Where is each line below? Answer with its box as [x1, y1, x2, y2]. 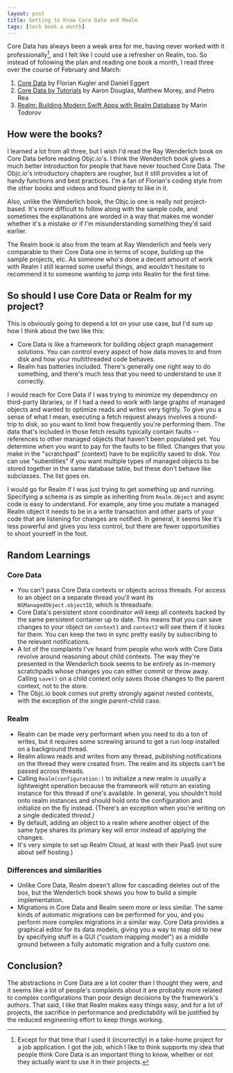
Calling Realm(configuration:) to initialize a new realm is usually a [17, 774, 207, 782]
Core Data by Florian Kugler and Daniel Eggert [17, 79, 150, 88]
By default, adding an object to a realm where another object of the [17, 818, 209, 826]
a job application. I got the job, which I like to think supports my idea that [17, 1042, 225, 1051]
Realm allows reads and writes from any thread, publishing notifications [17, 751, 222, 760]
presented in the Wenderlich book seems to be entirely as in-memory [17, 660, 216, 668]
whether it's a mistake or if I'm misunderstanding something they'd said [7, 219, 212, 228]
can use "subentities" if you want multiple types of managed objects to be [7, 456, 219, 465]
